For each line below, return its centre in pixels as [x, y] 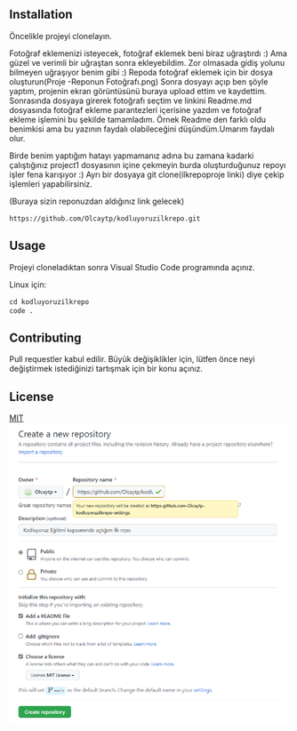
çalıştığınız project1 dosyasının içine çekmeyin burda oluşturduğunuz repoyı [148, 165]
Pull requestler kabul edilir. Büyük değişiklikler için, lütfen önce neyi [132, 359]
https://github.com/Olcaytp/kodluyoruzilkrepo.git [105, 218]
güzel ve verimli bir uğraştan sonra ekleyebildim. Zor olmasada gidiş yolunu [147, 62]
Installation [41, 15]
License [32, 396]
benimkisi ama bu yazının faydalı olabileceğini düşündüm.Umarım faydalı [142, 129]
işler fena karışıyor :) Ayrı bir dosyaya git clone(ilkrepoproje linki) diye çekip [147, 174]
